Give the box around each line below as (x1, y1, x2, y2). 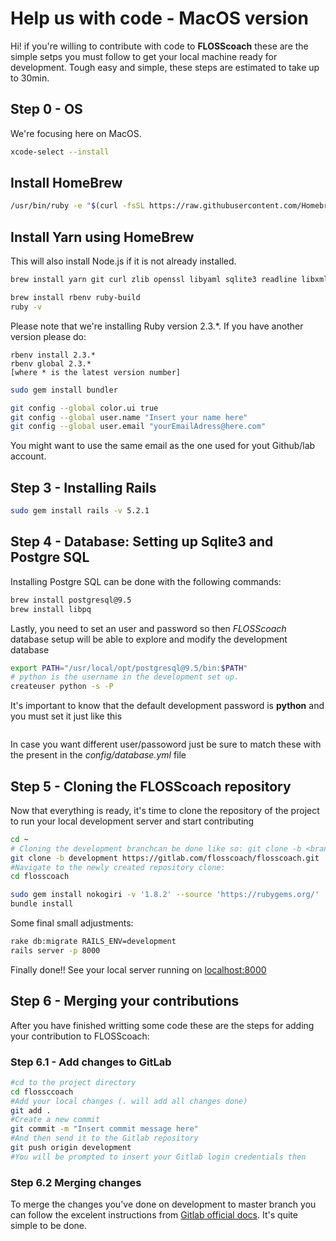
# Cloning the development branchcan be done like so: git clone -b (10, 843, 302, 854)
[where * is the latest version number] (10, 367, 182, 377)
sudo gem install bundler (10, 385, 118, 395)
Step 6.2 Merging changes (10, 1175, 142, 1189)
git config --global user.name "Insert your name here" (10, 412, 248, 422)
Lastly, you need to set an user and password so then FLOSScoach (10, 622, 287, 634)
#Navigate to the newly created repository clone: (10, 862, 226, 872)
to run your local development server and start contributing (10, 815, 255, 827)
